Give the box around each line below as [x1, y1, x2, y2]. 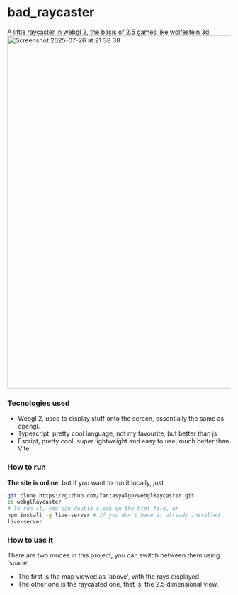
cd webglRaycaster [7, 499, 62, 506]
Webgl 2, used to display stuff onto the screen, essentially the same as [17, 414, 225, 423]
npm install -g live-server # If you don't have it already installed [7, 511, 220, 519]
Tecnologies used [7, 398, 70, 408]
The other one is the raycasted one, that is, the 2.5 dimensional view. [17, 580, 219, 589]
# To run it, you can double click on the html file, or [7, 505, 179, 512]
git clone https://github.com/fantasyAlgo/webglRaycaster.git [7, 492, 195, 499]
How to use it [7, 535, 53, 545]
